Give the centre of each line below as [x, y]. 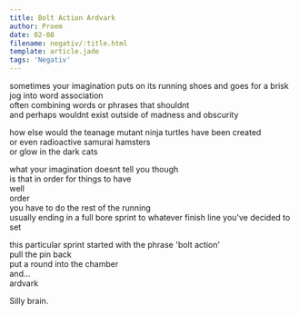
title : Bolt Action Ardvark [63, 18]
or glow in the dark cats [54, 152]
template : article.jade [55, 52]
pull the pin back [40, 254]
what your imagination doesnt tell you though [94, 169]
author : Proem [36, 26]
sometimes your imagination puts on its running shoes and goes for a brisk [149, 86]
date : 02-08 [32, 34]
